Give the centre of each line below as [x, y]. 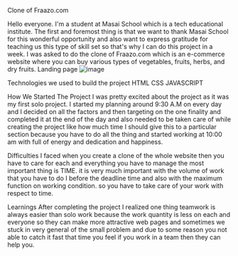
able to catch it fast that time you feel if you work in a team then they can [114, 237]
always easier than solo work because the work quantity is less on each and [119, 215]
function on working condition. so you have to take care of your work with [115, 186]
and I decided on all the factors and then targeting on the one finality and [114, 112]
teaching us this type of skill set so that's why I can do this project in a [110, 46]
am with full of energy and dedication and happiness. [85, 142]
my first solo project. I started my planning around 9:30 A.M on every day [115, 104]
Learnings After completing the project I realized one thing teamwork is [112, 207]
